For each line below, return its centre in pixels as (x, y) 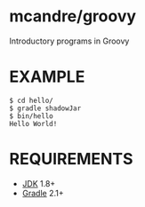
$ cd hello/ (31, 100)
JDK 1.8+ (39, 183)
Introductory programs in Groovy (69, 41)
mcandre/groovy (72, 16)
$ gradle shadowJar (45, 108)
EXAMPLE (47, 77)
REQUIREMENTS (71, 159)
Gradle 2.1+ (43, 193)
